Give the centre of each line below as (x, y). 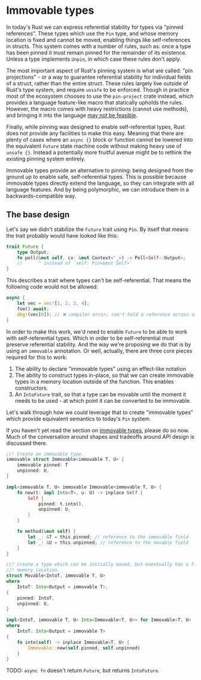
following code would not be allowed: (52, 287)
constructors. (31, 388)
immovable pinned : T (42, 465)
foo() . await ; (33, 309)
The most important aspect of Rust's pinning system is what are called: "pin (100, 70)
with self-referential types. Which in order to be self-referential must (90, 338)
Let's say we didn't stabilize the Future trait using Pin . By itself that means (98, 229)
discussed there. (27, 443)
